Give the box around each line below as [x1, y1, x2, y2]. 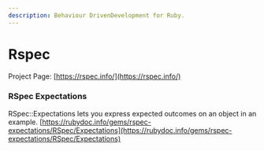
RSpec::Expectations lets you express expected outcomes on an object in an [8, 109, 257, 118]
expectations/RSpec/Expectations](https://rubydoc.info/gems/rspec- [8, 125, 232, 134]
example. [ [8, 117, 43, 127]
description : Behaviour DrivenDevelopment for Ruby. [8, 11, 185, 20]
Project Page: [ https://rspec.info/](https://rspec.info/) [8, 72, 181, 81]
